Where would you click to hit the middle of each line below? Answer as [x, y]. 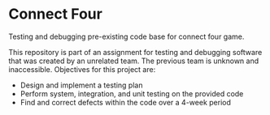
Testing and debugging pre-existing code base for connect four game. [126, 36]
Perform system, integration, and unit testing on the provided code [132, 93]
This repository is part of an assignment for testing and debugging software [135, 52]
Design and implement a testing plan [81, 85]
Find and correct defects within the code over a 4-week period [126, 102]
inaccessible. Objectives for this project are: [82, 69]
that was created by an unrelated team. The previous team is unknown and [134, 61]
